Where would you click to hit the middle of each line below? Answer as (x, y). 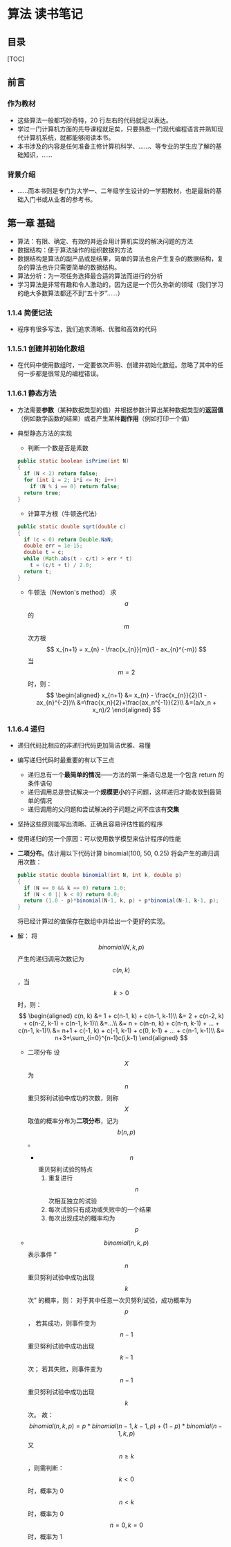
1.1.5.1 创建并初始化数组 (46, 349)
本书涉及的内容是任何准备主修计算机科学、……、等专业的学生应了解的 (116, 146)
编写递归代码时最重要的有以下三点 (66, 760)
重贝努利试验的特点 (65, 1169)
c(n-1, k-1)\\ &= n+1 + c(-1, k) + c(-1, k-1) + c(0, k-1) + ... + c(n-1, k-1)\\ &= (121, 1030)
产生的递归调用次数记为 (50, 959)
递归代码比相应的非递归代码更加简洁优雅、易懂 (84, 745)
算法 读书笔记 (45, 14)
